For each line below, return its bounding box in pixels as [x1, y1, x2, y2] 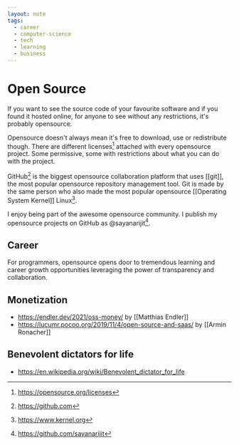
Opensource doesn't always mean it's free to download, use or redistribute [7, 133, 227, 142]
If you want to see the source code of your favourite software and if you [7, 104, 218, 112]
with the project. [7, 157, 55, 166]
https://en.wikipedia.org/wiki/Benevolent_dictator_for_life [17, 367, 185, 376]
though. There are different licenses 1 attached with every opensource [7, 140, 211, 150]
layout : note [7, 10, 46, 18]
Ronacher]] [17, 328, 51, 337]
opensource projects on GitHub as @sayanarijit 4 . [7, 217, 151, 227]
